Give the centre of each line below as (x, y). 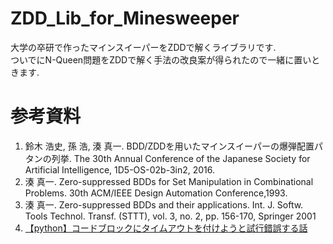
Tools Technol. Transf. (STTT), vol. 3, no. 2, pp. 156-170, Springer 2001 (170, 216)
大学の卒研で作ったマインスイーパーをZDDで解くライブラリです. (143, 47)
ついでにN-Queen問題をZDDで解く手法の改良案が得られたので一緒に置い (161, 59)
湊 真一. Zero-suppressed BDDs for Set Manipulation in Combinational (169, 181)
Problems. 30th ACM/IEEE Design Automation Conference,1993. (156, 193)
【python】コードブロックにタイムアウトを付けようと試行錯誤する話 (166, 228)
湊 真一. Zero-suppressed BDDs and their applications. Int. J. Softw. (164, 204)
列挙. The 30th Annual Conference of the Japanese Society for (181, 158)
